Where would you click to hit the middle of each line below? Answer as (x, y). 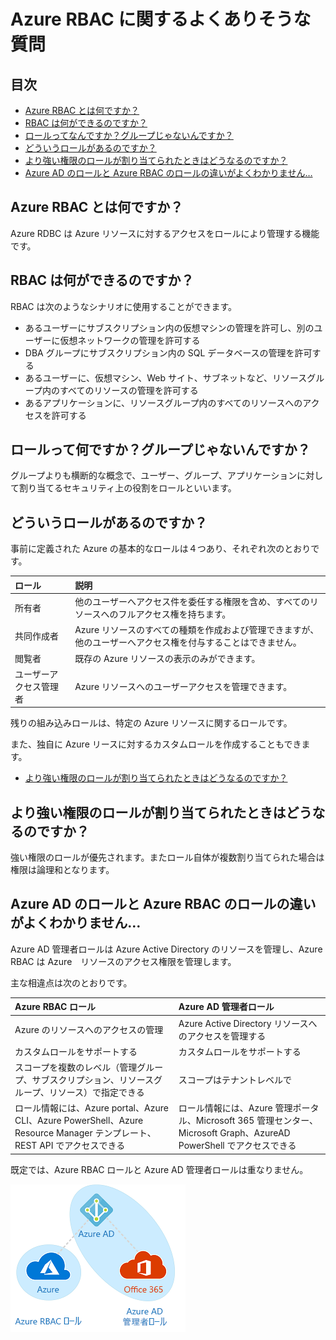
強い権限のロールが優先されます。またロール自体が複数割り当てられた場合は (167, 857)
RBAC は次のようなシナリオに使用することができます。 (124, 306)
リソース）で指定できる (96, 1092)
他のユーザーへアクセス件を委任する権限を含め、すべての (192, 601)
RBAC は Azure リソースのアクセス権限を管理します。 (123, 961)
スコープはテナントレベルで (235, 1080)
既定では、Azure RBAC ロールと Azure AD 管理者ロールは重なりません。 (159, 1169)
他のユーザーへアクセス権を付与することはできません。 (186, 642)
